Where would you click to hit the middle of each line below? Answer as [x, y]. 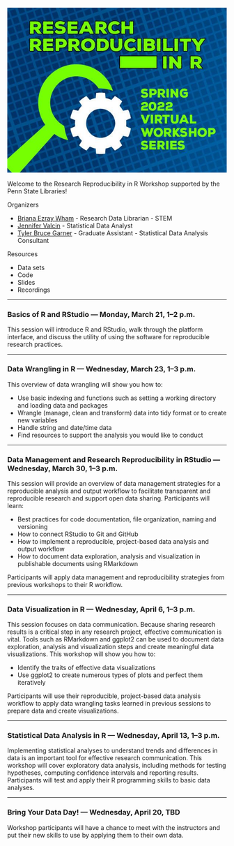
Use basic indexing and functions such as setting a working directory [117, 398]
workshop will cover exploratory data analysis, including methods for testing [117, 766]
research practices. [35, 344]
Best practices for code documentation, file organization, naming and [117, 519]
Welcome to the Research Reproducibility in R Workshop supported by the [114, 184]
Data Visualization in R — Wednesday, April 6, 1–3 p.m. [101, 609]
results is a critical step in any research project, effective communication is [115, 632]
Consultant [33, 240]
